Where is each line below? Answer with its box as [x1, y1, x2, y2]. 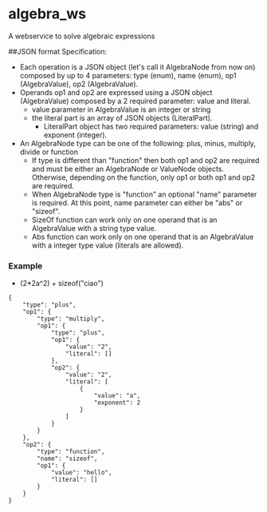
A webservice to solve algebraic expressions [8, 31, 155, 41]
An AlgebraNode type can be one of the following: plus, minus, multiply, [19, 138, 257, 148]
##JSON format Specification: [8, 46, 108, 56]
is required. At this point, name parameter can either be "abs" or [31, 197, 243, 208]
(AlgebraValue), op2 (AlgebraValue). [19, 79, 139, 89]
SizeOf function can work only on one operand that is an [31, 215, 218, 224]
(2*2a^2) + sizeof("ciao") [19, 279, 104, 288]
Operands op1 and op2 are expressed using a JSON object [19, 87, 213, 97]
